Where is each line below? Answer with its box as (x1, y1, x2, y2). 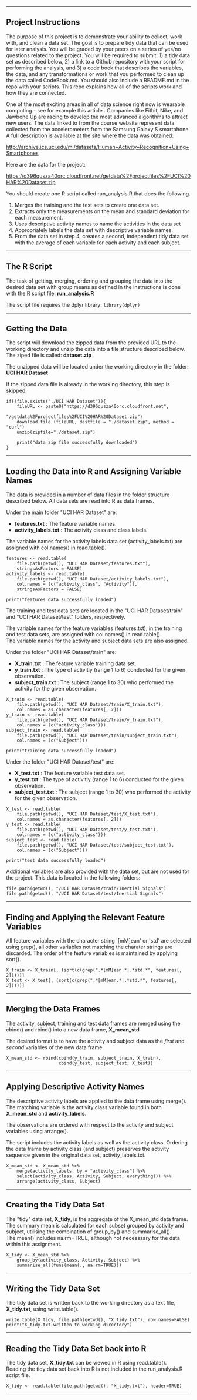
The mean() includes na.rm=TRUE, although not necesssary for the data (6, 1234, 181, 1241)
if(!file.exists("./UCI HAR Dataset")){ (6, 399, 107, 404)
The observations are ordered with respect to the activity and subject (6, 1121, 174, 1128)
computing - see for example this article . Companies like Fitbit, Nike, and (6, 107, 184, 114)
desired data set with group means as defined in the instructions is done (6, 283, 181, 290)
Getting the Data (6, 324, 67, 334)
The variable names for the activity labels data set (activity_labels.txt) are (6, 538, 183, 545)
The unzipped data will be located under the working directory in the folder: (6, 363, 189, 370)
